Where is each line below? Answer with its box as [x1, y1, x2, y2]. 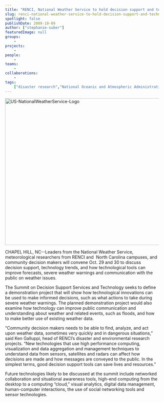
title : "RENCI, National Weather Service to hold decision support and [5, 7, 154, 12]
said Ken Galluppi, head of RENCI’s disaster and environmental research [5, 335, 150, 341]
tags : [5, 80, 16, 85]
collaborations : [5, 71, 38, 76]
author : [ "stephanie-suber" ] [5, 25, 64, 30]
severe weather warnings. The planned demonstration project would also [5, 300, 152, 306]
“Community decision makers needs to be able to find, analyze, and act [5, 325, 149, 331]
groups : [5, 35, 21, 40]
